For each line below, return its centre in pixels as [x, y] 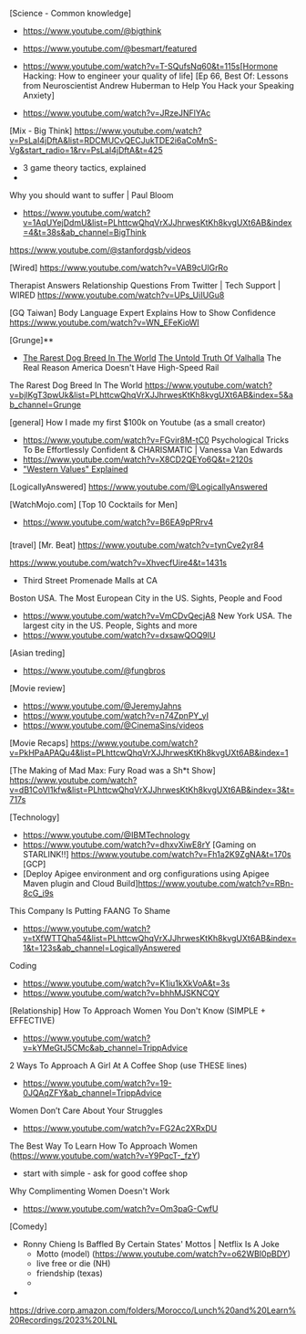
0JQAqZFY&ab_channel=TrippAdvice [92, 1092]
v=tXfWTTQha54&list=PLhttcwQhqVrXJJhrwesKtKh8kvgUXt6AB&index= [159, 938]
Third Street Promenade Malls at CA [90, 580]
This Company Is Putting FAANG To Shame [90, 910]
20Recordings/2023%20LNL [64, 1319]
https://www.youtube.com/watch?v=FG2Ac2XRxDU [120, 1128]
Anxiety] [38, 95]
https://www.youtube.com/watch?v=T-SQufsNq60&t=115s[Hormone [150, 66]
